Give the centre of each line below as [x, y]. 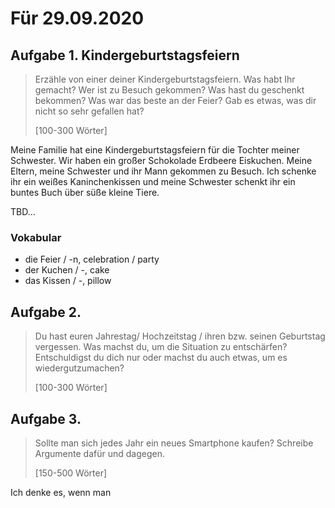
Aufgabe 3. [46, 418]
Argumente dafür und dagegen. [99, 453]
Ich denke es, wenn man [61, 492]
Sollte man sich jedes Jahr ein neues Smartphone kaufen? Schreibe [174, 443]
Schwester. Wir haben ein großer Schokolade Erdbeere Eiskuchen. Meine [161, 160]
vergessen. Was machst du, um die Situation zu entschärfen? [161, 347]
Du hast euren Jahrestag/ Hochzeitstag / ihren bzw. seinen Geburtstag [180, 336]
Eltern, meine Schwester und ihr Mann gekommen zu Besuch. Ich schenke [163, 171]
